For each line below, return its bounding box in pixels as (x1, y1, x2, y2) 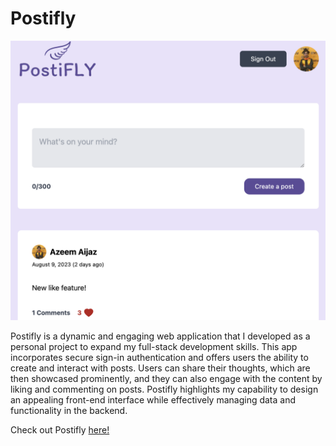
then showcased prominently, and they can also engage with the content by (10, 372, 323, 384)
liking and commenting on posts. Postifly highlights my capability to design (10, 383, 319, 395)
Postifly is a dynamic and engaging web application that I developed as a (10, 330, 311, 342)
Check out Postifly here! (10, 423, 110, 436)
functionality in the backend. (10, 404, 128, 416)
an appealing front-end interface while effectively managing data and (10, 393, 297, 406)
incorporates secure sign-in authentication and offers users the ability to (10, 351, 309, 363)
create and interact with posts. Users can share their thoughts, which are (10, 362, 311, 374)
